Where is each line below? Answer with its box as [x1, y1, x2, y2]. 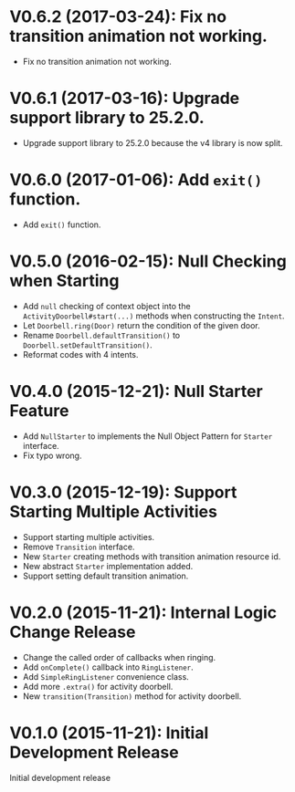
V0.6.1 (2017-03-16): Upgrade [9, 89, 240, 109]
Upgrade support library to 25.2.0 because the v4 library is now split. [22, 137, 283, 148]
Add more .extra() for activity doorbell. [22, 681, 174, 692]
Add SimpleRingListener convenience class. [22, 671, 189, 682]
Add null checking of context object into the [22, 300, 191, 311]
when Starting [9, 271, 120, 291]
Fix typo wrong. [22, 450, 82, 461]
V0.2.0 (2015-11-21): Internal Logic [9, 602, 278, 622]
